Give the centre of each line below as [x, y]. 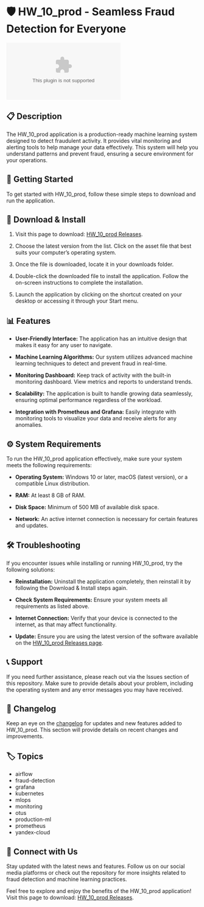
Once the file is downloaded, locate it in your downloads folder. [94, 264]
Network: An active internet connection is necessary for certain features [106, 519]
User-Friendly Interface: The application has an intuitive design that [101, 339]
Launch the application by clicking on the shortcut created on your [99, 295]
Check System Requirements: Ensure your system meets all [91, 600]
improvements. [25, 736]
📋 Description [34, 117]
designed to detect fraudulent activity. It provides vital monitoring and [94, 140]
